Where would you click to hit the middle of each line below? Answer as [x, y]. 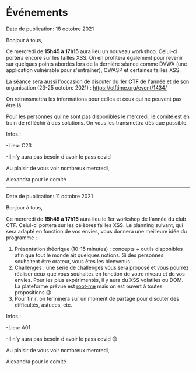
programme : [22, 238]
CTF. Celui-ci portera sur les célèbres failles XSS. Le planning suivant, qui [95, 225]
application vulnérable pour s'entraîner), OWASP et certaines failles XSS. [93, 70]
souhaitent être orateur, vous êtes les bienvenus [72, 261]
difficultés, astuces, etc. [43, 305]
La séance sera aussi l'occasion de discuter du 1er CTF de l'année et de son [98, 81]
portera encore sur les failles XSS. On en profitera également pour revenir [94, 57]
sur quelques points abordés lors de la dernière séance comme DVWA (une [97, 64]
